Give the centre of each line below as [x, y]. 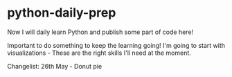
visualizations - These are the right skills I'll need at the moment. [99, 53]
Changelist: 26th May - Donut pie [55, 66]
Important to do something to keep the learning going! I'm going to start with [116, 45]
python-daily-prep [62, 13]
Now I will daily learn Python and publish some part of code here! [100, 32]
